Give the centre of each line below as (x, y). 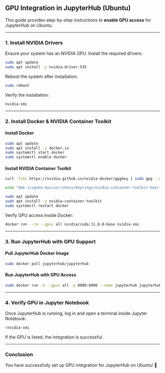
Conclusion (19, 354)
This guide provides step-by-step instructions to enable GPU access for (78, 20)
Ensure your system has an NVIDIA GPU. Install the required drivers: (74, 53)
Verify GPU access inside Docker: (39, 215)
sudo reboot (17, 85)
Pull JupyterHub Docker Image (37, 253)
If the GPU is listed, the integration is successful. (54, 337)
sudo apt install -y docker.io (37, 148)
